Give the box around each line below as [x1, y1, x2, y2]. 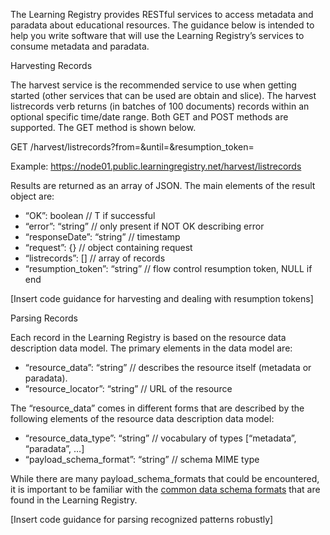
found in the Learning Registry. [10, 494, 138, 506]
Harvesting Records [10, 60, 93, 71]
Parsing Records [10, 312, 79, 324]
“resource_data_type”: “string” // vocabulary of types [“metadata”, [24, 432, 297, 444]
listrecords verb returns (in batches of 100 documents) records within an [10, 100, 310, 112]
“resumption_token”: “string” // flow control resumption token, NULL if [24, 263, 313, 274]
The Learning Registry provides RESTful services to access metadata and [10, 9, 314, 20]
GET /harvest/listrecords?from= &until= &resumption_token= [10, 141, 255, 153]
